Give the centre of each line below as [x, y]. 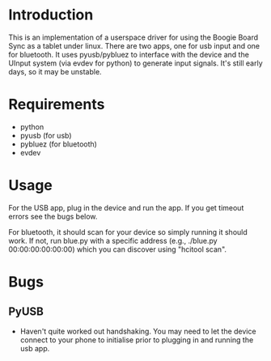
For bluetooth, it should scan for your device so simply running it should [128, 231]
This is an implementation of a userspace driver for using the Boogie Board [133, 37]
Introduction [51, 15]
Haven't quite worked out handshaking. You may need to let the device [138, 331]
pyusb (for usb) [46, 135]
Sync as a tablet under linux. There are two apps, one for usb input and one [134, 45]
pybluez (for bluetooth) [58, 144]
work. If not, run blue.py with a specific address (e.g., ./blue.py [113, 240]
